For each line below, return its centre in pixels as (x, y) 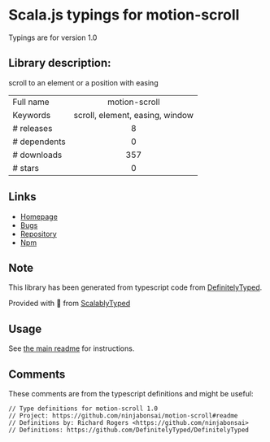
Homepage (39, 217)
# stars (26, 168)
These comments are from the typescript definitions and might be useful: (131, 394)
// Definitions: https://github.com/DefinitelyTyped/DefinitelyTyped (129, 430)
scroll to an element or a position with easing (83, 82)
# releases (33, 128)
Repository (38, 234)
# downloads (37, 155)
